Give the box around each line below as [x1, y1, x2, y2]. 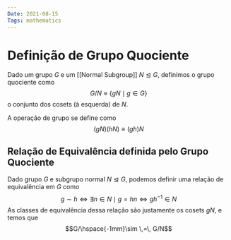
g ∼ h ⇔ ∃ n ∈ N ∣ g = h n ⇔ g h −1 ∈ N [60, 193, 177, 203]
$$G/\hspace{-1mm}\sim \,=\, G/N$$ [65, 224, 172, 233]
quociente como [7, 78, 55, 87]
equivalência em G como [7, 183, 80, 191]
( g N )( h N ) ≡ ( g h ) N [93, 125, 144, 133]
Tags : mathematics [7, 17, 61, 24]
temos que [7, 213, 39, 222]
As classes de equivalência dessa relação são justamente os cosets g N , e [7, 205, 223, 214]
